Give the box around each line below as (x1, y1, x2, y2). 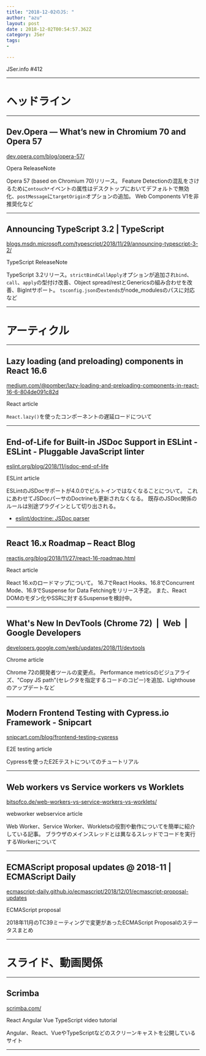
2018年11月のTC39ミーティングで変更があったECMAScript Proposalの (6, 919, 183, 926)
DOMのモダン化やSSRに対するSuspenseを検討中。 (6, 594, 135, 601)
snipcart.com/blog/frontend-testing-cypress (6, 734, 118, 741)
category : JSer (6, 32, 45, 38)
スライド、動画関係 (6, 956, 103, 970)
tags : (6, 37, 20, 44)
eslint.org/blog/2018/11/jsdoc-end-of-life (6, 463, 109, 469)
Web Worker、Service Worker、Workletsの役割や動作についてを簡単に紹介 (6, 822, 196, 830)
